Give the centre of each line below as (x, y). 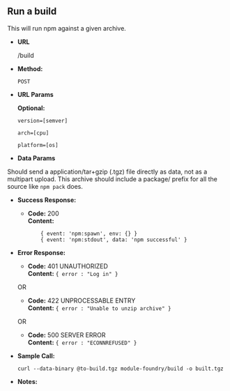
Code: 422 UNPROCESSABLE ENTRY (82, 300)
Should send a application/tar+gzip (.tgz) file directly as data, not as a (107, 171)
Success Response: (47, 200)
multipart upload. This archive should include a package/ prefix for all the (112, 179)
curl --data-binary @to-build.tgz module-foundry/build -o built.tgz (121, 369)
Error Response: (41, 252)
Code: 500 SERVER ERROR (67, 335)
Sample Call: (36, 355)
